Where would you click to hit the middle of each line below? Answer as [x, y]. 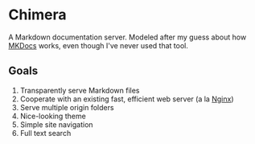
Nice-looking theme [53, 116]
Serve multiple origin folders [67, 107]
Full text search [45, 133]
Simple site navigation [57, 124]
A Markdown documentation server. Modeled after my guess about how [127, 37]
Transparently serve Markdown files [80, 90]
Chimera [37, 15]
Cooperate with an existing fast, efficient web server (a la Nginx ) [127, 99]
